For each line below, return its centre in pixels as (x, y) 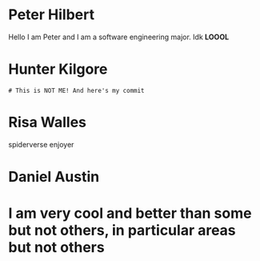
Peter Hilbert (51, 15)
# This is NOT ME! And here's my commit (77, 90)
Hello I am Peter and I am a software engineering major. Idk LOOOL (119, 37)
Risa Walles (47, 122)
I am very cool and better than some (130, 213)
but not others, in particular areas (122, 231)
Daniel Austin (54, 177)
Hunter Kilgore (58, 69)
